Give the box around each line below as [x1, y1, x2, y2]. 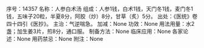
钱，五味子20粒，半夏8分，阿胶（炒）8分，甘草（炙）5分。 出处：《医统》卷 [6, 13, 198, 20]
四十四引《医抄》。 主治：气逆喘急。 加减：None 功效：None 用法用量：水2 [6, 20, 195, 27]
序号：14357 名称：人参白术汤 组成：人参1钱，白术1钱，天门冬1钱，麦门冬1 [6, 5, 194, 12]
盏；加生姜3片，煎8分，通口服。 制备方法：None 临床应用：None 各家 [6, 28, 183, 35]
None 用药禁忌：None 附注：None [16, 35, 104, 42]
